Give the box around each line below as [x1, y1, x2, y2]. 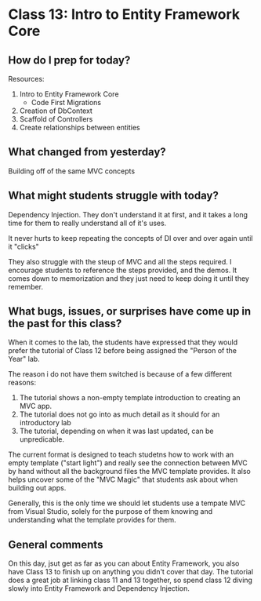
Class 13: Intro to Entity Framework [8, 5, 241, 24]
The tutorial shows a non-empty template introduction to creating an [19, 393, 241, 402]
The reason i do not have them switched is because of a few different [8, 370, 233, 379]
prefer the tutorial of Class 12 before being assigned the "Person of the [8, 346, 237, 355]
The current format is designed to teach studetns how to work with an [8, 450, 234, 460]
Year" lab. [8, 355, 41, 364]
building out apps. [8, 483, 67, 493]
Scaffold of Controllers [19, 115, 93, 123]
